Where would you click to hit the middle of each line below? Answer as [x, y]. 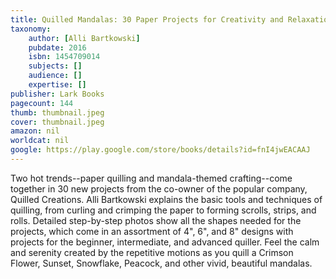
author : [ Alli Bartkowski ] [84, 38]
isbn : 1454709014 [64, 57]
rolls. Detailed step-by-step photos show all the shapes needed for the [156, 220]
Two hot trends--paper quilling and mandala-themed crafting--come [151, 178]
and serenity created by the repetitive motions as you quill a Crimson [152, 252]
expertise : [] [57, 85]
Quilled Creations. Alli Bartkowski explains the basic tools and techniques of [166, 199]
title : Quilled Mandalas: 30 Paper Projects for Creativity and [147, 19]
